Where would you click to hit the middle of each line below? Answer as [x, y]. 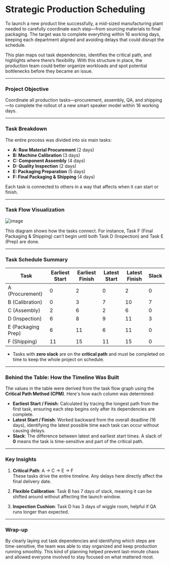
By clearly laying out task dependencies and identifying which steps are [80, 541]
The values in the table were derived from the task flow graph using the [80, 388]
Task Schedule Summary [37, 259]
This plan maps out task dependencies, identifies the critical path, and [78, 55]
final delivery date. [32, 481]
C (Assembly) [24, 310]
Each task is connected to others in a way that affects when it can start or [82, 186]
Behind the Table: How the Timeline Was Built [62, 378]
